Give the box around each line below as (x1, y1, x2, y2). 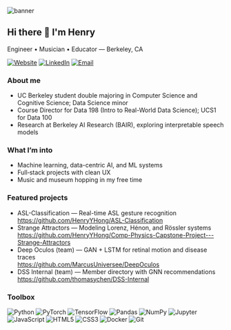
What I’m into (7, 145, 53, 155)
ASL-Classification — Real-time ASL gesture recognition (17, 208, 177, 217)
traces (17, 253, 36, 261)
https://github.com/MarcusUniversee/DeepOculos (17, 260, 160, 268)
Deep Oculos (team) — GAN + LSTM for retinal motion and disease (17, 246, 208, 254)
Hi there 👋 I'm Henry (7, 26, 95, 38)
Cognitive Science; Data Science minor (17, 99, 129, 107)
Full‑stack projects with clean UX (17, 168, 111, 176)
